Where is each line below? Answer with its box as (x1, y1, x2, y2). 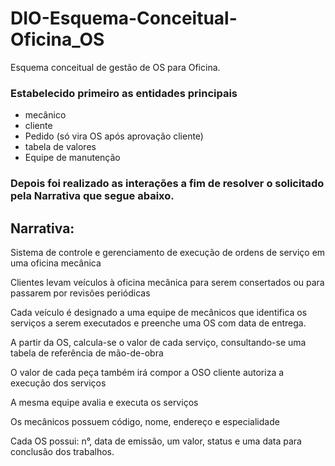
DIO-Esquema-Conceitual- (10, 7, 238, 30)
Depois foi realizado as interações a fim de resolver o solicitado (10, 177, 325, 191)
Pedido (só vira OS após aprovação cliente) (24, 130, 204, 142)
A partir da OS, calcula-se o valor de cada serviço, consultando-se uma (10, 336, 307, 348)
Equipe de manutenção (24, 152, 121, 164)
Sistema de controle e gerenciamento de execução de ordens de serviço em (10, 246, 326, 258)
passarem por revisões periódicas (10, 287, 151, 299)
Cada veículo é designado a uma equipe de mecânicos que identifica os (10, 306, 308, 318)
